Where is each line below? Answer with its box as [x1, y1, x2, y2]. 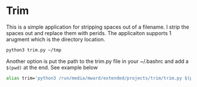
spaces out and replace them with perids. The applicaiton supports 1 [6, 29, 172, 36]
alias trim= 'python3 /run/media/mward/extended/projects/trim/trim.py [6, 75, 182, 81]
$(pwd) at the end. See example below [6, 64, 98, 71]
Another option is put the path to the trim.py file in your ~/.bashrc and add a [6, 57, 189, 65]
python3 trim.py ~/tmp [6, 47, 62, 53]
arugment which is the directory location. [6, 36, 106, 43]
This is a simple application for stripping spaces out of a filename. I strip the [6, 23, 189, 30]
